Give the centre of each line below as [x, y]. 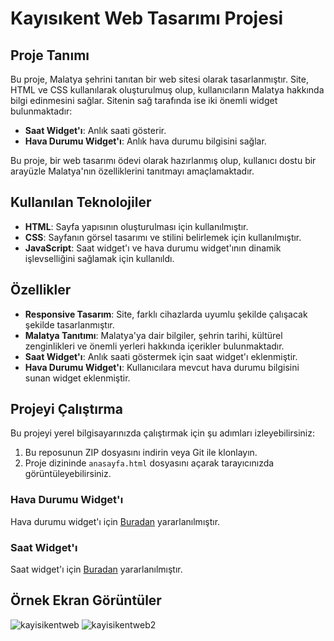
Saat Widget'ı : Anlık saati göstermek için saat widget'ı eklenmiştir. [161, 356]
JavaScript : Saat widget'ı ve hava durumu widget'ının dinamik [153, 248]
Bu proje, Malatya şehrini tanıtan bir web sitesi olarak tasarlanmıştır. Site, [159, 79]
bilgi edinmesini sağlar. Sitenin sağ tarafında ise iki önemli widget [144, 100]
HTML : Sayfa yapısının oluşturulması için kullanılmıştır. [136, 226]
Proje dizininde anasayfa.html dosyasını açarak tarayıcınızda [149, 463]
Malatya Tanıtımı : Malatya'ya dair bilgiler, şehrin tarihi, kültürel [153, 335]
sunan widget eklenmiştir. [77, 378]
